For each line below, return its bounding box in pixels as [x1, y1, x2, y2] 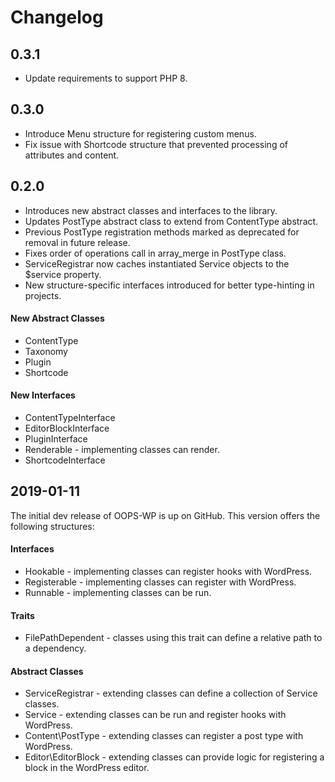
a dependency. [24, 642, 87, 655]
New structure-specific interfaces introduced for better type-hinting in [24, 279, 315, 291]
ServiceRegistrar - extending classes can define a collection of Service [24, 687, 318, 700]
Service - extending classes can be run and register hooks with [24, 709, 287, 721]
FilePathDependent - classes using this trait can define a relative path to [24, 632, 323, 644]
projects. [24, 289, 62, 301]
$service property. [24, 268, 102, 280]
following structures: [10, 520, 95, 532]
